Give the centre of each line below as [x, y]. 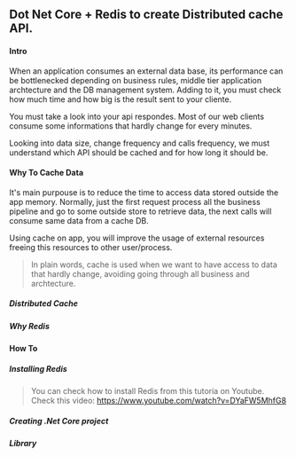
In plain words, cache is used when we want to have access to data [154, 264]
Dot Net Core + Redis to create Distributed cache [146, 15]
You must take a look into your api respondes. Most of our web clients [136, 116]
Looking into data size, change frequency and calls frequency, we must [140, 143]
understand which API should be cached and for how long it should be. [139, 152]
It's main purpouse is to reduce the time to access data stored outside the [144, 192]
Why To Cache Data [47, 173]
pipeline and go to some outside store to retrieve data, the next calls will [140, 211]
